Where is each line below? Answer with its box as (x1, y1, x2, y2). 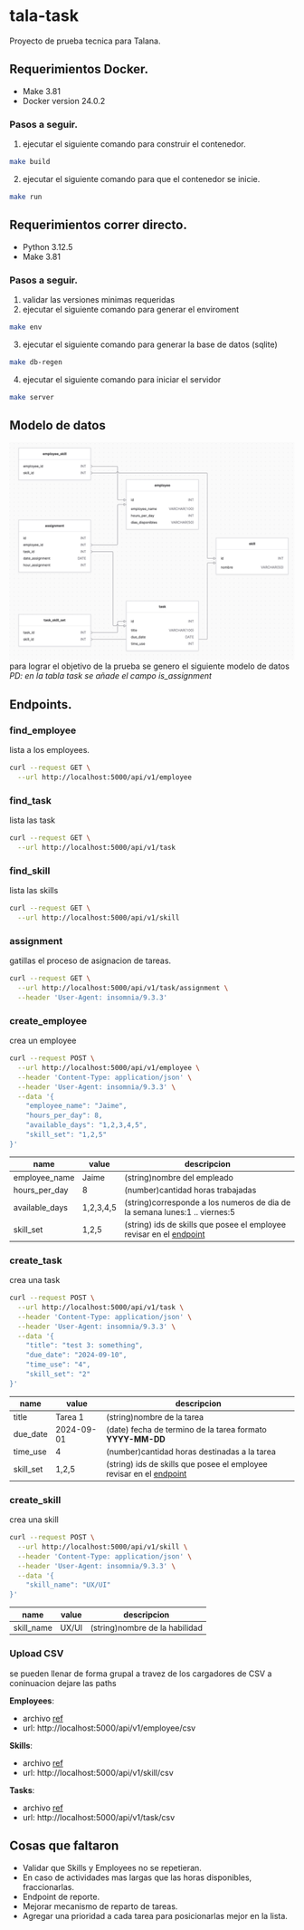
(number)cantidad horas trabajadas (124, 1184, 257, 1195)
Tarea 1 (55, 1411, 84, 1423)
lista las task (9, 815, 56, 825)
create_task (9, 1254, 62, 1267)
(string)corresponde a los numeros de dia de (124, 1197, 291, 1208)
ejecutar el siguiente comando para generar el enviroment (22, 304, 240, 314)
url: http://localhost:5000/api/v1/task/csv (22, 1811, 176, 1822)
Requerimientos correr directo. (9, 217, 187, 233)
